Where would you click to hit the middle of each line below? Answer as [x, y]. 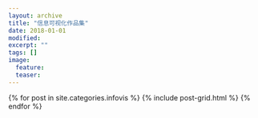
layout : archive [35, 16]
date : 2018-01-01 [37, 30]
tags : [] [23, 53]
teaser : [28, 75]
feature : [30, 68]
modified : [25, 38]
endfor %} [25, 106]
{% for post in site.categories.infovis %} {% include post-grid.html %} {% [129, 97]
